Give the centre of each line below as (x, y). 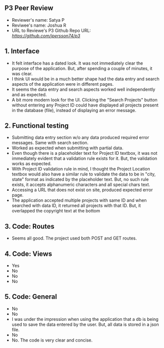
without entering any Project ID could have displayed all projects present (85, 105)
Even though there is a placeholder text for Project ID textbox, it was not (84, 153)
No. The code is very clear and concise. (52, 340)
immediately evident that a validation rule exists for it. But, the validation (84, 158)
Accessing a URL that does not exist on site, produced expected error (82, 190)
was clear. (22, 73)
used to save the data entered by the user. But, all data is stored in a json (85, 324)
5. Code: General (31, 297)
